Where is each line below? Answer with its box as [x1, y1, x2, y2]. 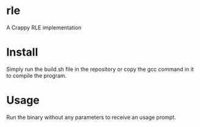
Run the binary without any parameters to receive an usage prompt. [6, 114, 176, 121]
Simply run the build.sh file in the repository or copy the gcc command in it [6, 65, 194, 73]
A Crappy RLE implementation [6, 24, 82, 31]
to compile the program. [6, 71, 67, 79]
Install [6, 45, 38, 59]
